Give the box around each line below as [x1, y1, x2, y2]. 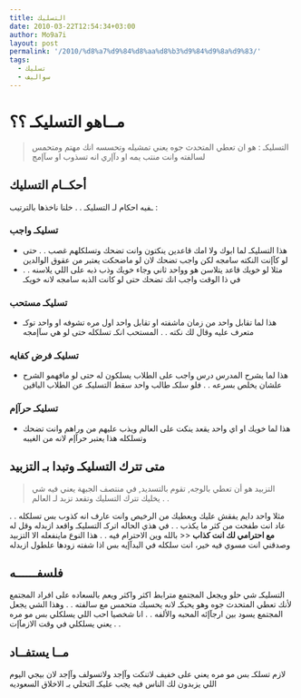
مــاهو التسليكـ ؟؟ [9, 111, 125, 132]
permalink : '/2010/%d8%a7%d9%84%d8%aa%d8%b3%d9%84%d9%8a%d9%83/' [9, 47, 261, 56]
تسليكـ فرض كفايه [9, 349, 80, 362]
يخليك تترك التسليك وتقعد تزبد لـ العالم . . [31, 492, 170, 504]
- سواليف [17, 73, 51, 82]
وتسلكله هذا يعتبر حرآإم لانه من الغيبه [22, 432, 147, 443]
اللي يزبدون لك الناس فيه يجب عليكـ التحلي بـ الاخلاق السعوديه [9, 678, 218, 690]
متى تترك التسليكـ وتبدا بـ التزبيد [9, 459, 165, 475]
